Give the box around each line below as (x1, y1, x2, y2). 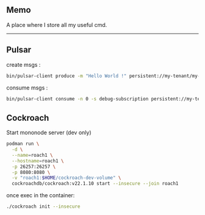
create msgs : (6, 61, 41, 68)
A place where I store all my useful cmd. (6, 21, 107, 28)
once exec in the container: (6, 192, 75, 199)
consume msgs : (6, 84, 48, 91)
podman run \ (6, 141, 40, 147)
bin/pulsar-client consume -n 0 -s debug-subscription (6, 96, 149, 102)
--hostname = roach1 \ (12, 157, 64, 164)
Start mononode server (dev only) (6, 129, 92, 137)
